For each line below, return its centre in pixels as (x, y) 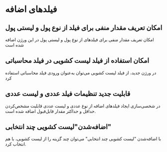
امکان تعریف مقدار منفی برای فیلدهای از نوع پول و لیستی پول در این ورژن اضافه (80, 39)
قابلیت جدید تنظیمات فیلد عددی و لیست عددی (68, 94)
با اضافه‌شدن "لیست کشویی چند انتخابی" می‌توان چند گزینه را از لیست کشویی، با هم (83, 139)
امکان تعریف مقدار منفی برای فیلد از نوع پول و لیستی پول (84, 28)
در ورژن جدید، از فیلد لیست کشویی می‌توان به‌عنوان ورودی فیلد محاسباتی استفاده (81, 72)
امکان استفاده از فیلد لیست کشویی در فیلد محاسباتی (77, 61)
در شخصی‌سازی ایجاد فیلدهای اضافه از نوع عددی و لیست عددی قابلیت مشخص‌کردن (83, 105)
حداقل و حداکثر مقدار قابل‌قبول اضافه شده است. (51, 111)
